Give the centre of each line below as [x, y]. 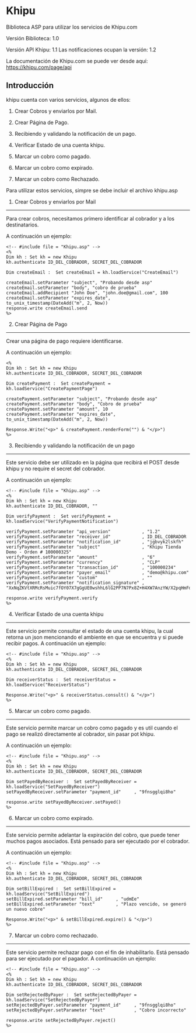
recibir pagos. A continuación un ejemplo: [56, 643]
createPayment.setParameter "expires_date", [61, 414]
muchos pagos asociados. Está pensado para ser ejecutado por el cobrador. [98, 841]
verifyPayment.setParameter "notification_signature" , [75, 583]
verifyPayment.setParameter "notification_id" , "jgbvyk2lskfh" [95, 542]
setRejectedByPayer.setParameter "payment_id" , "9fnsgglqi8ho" [91, 1005]
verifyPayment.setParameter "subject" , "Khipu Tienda [94, 547]
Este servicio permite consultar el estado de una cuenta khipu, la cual [90, 631]
